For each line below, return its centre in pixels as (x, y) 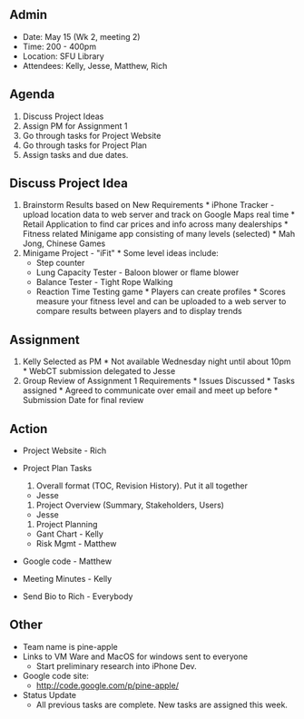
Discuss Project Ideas (63, 116)
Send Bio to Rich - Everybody (78, 596)
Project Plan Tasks (57, 468)
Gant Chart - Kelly (70, 534)
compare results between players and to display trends (139, 311)
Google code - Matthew (67, 561)
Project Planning (67, 525)
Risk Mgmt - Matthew (76, 544)
